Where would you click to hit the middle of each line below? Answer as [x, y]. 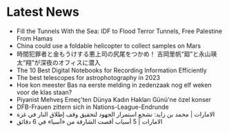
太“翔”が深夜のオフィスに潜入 [58, 62]
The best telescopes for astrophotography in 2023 [88, 77]
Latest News [43, 12]
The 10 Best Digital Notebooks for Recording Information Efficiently [112, 70]
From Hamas [34, 38]
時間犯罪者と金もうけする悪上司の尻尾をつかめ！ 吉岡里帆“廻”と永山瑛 [117, 54]
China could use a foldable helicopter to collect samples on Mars [109, 45]
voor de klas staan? [44, 92]
